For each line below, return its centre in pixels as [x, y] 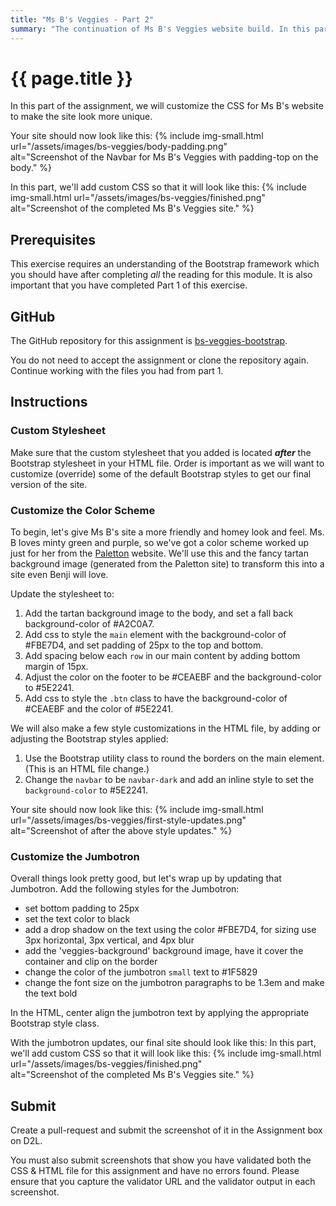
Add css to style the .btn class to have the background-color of [156, 698]
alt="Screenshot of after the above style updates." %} [121, 831]
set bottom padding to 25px [82, 908]
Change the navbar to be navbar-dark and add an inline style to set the [169, 780]
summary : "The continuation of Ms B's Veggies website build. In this [160, 29]
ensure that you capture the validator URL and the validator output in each [163, 1182]
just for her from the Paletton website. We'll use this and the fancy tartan [159, 553]
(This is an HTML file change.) [87, 769]
